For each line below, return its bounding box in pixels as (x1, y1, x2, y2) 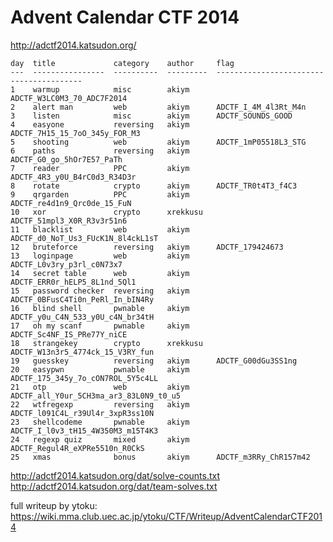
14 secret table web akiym (10, 268, 190, 278)
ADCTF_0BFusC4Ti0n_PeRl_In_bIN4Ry (10, 294, 155, 305)
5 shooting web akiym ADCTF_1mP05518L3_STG (10, 137, 307, 147)
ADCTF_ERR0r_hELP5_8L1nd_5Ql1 (10, 277, 137, 287)
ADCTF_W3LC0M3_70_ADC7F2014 (10, 93, 128, 103)
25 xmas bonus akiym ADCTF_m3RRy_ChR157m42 (10, 452, 311, 462)
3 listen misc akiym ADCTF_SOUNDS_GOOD (10, 111, 293, 121)
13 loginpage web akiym (10, 251, 190, 261)
